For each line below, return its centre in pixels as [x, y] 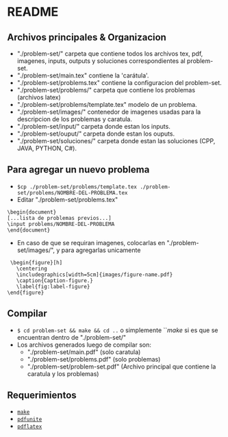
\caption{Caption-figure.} [55, 280]
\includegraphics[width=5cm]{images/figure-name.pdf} [94, 275]
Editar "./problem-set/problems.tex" [67, 199]
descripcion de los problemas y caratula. [74, 119]
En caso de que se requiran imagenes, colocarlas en [91, 242]
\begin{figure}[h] [36, 262]
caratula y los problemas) [63, 373]
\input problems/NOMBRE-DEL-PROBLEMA [61, 224]
